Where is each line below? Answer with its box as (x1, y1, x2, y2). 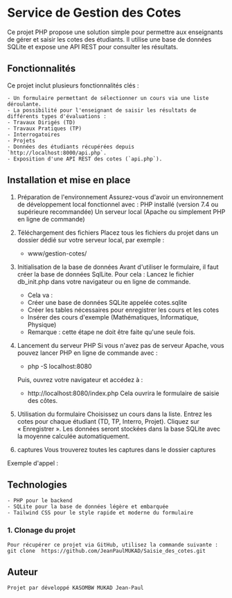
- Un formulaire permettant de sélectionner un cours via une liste (7, 94, 209, 101)
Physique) (27, 320, 57, 329)
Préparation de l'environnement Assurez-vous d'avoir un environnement (17, 192, 224, 201)
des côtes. (27, 396, 58, 404)
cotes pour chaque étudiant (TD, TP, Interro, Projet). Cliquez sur (17, 417, 199, 425)
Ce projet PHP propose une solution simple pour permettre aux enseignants (7, 28, 224, 36)
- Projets (7, 137, 36, 144)
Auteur (7, 566, 38, 578)
